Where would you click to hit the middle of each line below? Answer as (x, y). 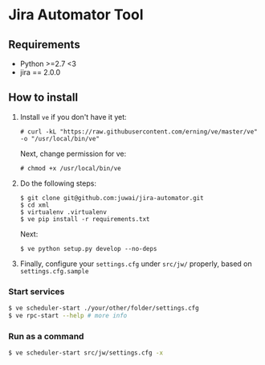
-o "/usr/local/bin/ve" (60, 138)
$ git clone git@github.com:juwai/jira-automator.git (112, 198)
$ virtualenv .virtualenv (63, 212)
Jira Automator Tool (76, 15)
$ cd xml (35, 205)
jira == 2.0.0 (40, 72)
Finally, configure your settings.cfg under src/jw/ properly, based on (136, 264)
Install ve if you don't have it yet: (73, 117)
